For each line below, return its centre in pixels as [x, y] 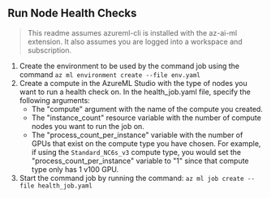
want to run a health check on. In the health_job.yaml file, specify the [135, 92]
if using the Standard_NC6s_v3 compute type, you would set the [136, 152]
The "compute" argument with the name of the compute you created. [147, 109]
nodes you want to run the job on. [88, 126]
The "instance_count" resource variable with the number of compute [146, 118]
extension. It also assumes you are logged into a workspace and [135, 41]
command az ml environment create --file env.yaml [110, 74]
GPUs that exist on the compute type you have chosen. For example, [146, 143]
